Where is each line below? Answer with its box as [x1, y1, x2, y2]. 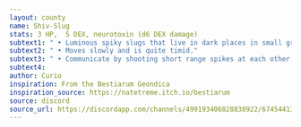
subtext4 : [9, 63, 47, 72]
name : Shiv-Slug [9, 21, 70, 30]
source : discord [9, 96, 70, 106]
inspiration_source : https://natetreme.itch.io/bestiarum [9, 88, 230, 97]
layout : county [9, 13, 66, 22]
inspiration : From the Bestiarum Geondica [9, 80, 170, 89]
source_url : [9, 105, 54, 114]
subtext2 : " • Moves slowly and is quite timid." [9, 47, 199, 55]
